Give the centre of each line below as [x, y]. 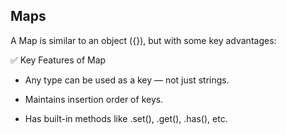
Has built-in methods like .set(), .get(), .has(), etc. [126, 118]
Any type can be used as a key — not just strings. [127, 80]
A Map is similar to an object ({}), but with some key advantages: [143, 40]
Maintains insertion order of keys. [94, 99]
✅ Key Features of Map [58, 60]
